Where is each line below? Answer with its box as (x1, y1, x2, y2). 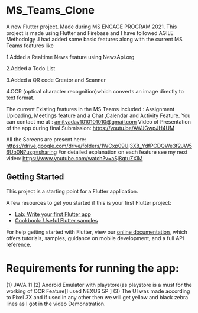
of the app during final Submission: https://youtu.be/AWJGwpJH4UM (6, 124, 175, 131)
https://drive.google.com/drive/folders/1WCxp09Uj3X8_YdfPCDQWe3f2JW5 (6, 142, 192, 149)
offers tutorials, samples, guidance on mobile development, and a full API (6, 234, 184, 241)
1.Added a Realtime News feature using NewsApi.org (6, 53, 135, 60)
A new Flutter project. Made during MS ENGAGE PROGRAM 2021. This (6, 23, 177, 30)
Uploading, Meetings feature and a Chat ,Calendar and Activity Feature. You (6, 112, 191, 119)
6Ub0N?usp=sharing (6, 149, 57, 156)
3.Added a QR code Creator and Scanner (6, 76, 106, 83)
